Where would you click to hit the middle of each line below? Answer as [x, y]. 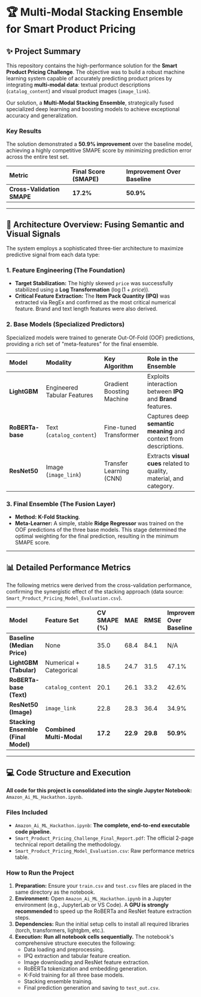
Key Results [24, 131]
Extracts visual [168, 456]
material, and [165, 478]
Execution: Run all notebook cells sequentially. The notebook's [95, 937]
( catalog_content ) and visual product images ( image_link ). [78, 91]
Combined [60, 729]
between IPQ [165, 391]
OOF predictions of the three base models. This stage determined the [100, 530]
